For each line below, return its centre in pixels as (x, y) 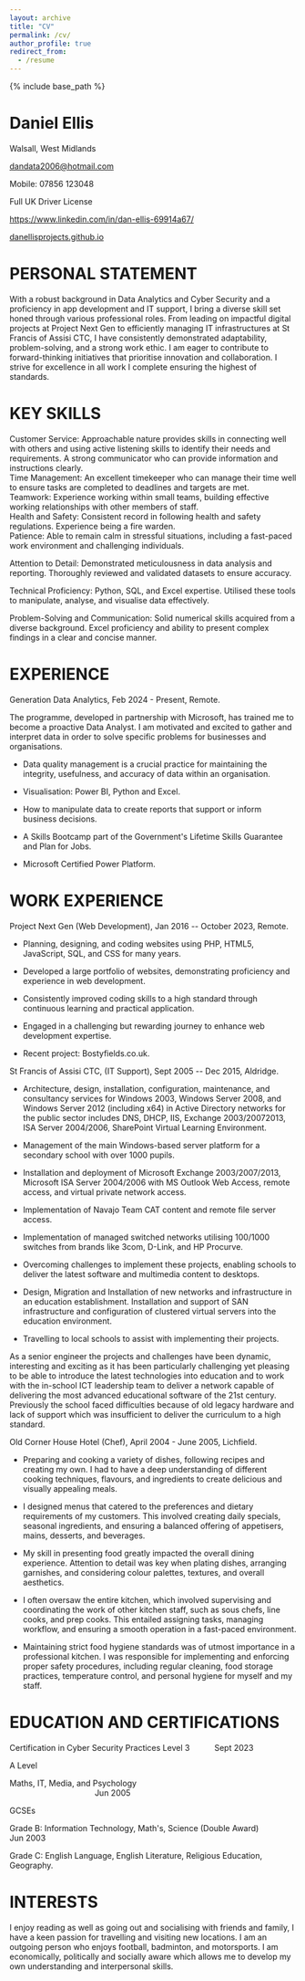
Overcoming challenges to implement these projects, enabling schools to (159, 1264)
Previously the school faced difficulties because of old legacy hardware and (152, 1405)
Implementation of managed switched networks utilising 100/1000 (146, 1237)
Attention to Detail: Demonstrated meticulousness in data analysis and (141, 563)
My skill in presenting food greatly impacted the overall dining (138, 1553)
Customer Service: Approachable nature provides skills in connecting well (148, 438)
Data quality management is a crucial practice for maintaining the (145, 764)
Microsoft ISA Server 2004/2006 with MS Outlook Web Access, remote (156, 1182)
